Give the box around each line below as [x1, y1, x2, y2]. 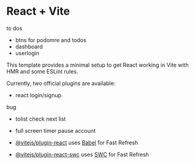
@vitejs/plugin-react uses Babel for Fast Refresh [15, 139, 139, 146]
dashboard [15, 43, 43, 50]
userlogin [15, 49, 40, 56]
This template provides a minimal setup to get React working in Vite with [6, 61, 189, 69]
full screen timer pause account [15, 127, 96, 134]
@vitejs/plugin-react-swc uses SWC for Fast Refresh [15, 151, 149, 158]
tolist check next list [15, 115, 66, 122]
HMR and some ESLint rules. [6, 67, 78, 75]
